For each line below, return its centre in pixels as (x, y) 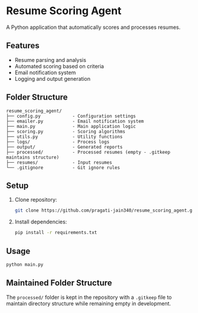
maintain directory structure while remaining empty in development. (89, 303)
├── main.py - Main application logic (71, 126)
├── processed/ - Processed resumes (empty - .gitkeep (88, 152)
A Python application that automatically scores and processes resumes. (93, 27)
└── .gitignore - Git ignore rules (63, 167)
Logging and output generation (52, 78)
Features (23, 46)
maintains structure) (33, 157)
